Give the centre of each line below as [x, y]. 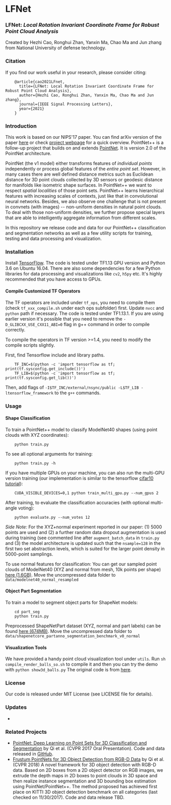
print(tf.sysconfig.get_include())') [45, 369]
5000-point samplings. [29, 554]
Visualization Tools [26, 647]
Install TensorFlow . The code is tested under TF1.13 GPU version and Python [85, 263]
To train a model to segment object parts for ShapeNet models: [71, 602]
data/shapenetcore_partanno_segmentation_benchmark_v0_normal [73, 636]
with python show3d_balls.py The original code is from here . [68, 670]
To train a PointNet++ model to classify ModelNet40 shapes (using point [81, 429]
